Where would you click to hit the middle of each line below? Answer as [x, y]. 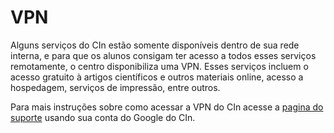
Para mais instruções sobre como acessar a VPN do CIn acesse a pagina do [167, 107]
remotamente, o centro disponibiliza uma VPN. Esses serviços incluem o [159, 66]
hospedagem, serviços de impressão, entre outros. [115, 87]
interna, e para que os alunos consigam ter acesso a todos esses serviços [163, 55]
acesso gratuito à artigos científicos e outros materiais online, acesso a [157, 77]
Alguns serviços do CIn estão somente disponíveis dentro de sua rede [155, 45]
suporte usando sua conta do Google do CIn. [103, 117]
